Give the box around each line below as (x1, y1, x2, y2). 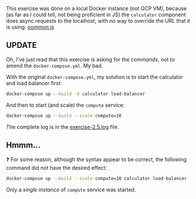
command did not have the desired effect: (6, 165, 107, 172)
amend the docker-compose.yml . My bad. (6, 62, 104, 69)
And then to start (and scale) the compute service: (6, 102, 125, 109)
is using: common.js (6, 23, 54, 30)
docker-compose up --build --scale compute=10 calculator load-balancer (6, 176, 187, 181)
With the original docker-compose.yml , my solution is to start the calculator (6, 73, 183, 81)
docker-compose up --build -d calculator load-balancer (6, 90, 145, 97)
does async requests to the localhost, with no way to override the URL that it (6, 18, 190, 24)
